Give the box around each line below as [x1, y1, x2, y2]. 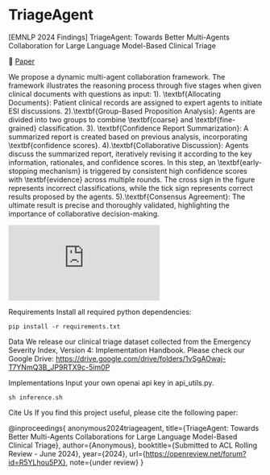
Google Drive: [8, 353, 55, 363]
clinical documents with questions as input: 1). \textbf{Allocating [8, 89, 222, 98]
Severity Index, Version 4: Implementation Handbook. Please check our [8, 345, 245, 355]
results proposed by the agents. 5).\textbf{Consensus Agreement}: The [8, 192, 246, 201]
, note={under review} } [65, 457, 144, 467]
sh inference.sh [8, 393, 63, 402]
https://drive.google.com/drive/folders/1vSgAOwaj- [55, 353, 226, 363]
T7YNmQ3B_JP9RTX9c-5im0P [8, 362, 110, 372]
